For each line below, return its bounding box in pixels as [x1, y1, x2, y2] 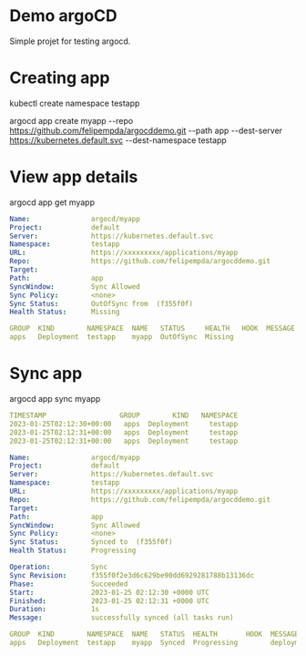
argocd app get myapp [9, 197, 96, 208]
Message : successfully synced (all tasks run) [9, 613, 234, 622]
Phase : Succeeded [9, 579, 128, 589]
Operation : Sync [9, 562, 107, 571]
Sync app [9, 364, 83, 384]
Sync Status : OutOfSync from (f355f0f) [9, 299, 194, 308]
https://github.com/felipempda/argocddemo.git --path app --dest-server [9, 125, 283, 136]
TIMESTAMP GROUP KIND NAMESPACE [9, 411, 239, 420]
